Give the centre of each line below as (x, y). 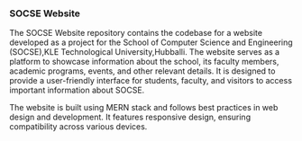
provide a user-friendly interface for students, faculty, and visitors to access (151, 81)
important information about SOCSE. (77, 90)
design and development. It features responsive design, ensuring (130, 117)
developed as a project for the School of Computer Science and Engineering (151, 42)
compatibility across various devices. (78, 127)
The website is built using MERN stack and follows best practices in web (144, 108)
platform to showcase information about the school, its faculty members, (144, 62)
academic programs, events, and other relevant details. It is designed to (142, 71)
